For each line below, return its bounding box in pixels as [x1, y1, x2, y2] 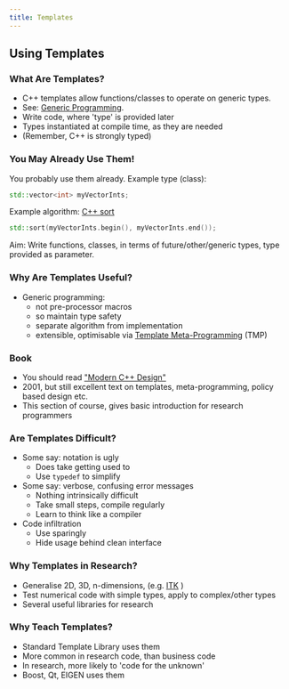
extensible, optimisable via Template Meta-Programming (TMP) [35, 329, 269, 340]
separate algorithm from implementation [35, 320, 183, 330]
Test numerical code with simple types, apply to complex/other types [21, 589, 277, 600]
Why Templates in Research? [9, 560, 138, 572]
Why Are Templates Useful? [9, 272, 133, 284]
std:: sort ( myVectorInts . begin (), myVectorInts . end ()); [9, 223, 217, 232]
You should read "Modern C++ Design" [21, 371, 166, 383]
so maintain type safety [35, 311, 122, 321]
